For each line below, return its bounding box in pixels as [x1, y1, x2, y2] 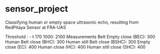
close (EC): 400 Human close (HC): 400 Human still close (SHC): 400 [5, 44, 146, 50]
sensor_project [5, 3, 68, 14]
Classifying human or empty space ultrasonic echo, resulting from [5, 19, 139, 25]
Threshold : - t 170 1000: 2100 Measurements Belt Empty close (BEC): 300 [5, 34, 156, 40]
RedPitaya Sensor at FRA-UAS [5, 24, 66, 30]
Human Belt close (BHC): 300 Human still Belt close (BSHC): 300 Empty [5, 39, 151, 44]
